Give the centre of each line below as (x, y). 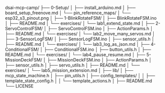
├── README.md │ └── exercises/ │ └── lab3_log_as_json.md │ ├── (77, 44)
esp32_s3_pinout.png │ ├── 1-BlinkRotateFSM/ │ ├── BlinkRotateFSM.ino (81, 18)
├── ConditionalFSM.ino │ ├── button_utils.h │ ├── (98, 49)
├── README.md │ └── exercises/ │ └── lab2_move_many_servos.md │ (80, 34)
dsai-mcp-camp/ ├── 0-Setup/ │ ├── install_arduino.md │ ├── (70, 8)
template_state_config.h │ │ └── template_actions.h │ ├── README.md (79, 81)
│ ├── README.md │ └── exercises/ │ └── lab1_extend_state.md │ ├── (80, 23)
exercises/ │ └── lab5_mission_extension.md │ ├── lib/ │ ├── (69, 70)
